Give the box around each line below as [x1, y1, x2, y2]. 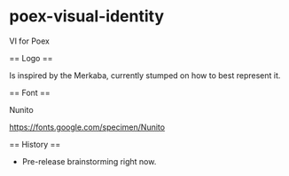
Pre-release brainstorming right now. [21, 156, 157, 166]
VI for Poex [9, 36, 51, 46]
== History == [9, 139, 61, 149]
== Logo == [9, 52, 53, 63]
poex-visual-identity [9, 6, 165, 27]
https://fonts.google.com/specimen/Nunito [9, 122, 166, 132]
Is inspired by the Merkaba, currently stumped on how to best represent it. [9, 69, 281, 81]
